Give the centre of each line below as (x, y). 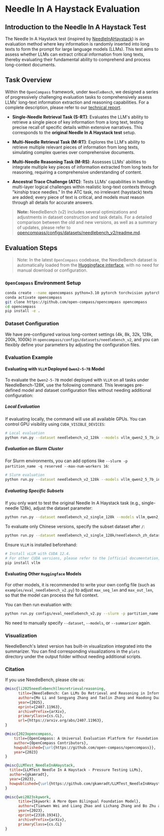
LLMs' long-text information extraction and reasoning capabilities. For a (77, 102)
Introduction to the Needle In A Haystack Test (76, 27)
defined (13, 390)
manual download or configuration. (52, 270)
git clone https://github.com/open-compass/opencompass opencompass (76, 302)
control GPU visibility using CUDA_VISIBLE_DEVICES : (55, 424)
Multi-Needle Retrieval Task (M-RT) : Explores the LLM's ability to (79, 142)
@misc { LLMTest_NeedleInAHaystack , (40, 766)
